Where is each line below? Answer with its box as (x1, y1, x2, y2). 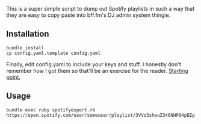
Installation (6, 29, 49, 39)
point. (6, 73, 21, 81)
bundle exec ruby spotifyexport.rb (6, 107, 96, 113)
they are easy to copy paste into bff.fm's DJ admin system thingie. (6, 11, 171, 19)
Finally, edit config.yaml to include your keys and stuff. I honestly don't (6, 60, 182, 68)
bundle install (6, 45, 45, 51)
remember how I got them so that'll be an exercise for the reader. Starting (6, 67, 188, 74)
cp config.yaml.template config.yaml (6, 50, 101, 56)
